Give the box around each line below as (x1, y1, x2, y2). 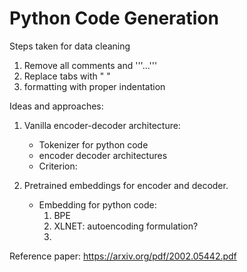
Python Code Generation (9, 7, 219, 30)
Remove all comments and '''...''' (23, 59, 158, 71)
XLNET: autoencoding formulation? (53, 220, 199, 232)
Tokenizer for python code (38, 138, 149, 151)
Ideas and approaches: (9, 100, 104, 112)
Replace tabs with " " (23, 70, 111, 82)
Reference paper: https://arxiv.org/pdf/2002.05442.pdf (9, 250, 237, 262)
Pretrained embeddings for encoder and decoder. (23, 179, 229, 191)
